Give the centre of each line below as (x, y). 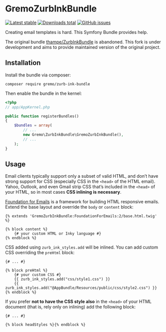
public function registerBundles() (42, 116)
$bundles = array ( (33, 125)
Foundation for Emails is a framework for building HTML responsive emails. (82, 202)
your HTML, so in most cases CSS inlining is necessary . (63, 192)
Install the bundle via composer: (38, 75)
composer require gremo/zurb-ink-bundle (48, 84)
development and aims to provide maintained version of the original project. (83, 47)
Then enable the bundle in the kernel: (44, 93)
